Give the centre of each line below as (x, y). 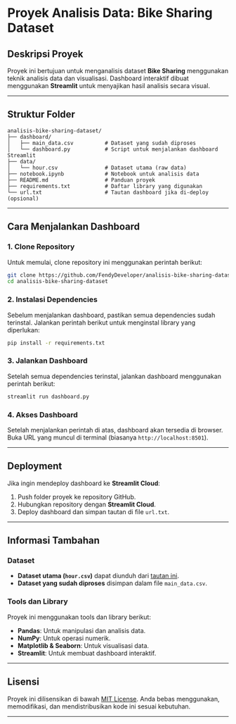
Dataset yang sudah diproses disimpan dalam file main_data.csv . (112, 583)
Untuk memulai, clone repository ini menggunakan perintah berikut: (105, 262)
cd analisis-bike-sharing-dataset (58, 282)
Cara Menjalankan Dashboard (74, 227)
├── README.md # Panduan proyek (81, 180)
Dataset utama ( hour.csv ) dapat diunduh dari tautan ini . (98, 576)
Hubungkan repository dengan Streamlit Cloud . (87, 504)
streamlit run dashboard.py (48, 397)
